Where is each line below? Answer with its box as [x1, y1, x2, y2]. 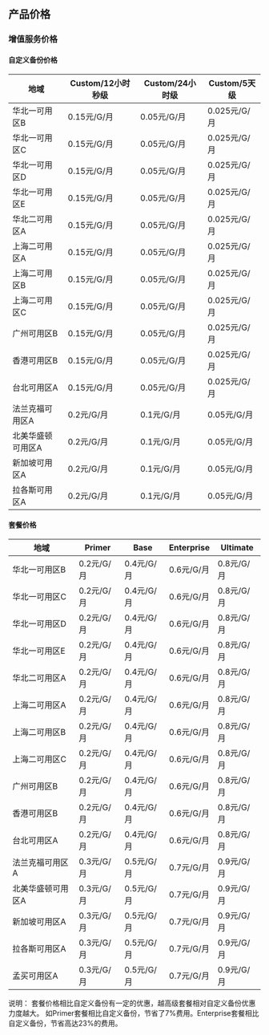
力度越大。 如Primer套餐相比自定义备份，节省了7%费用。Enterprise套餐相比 [8, 1008, 259, 1017]
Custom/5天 [208, 77, 256, 88]
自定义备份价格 [8, 55, 58, 64]
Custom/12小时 [70, 77, 130, 88]
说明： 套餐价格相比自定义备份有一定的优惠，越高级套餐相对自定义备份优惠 [8, 998, 256, 1008]
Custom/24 [143, 77, 188, 88]
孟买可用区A [12, 970, 58, 981]
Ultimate [220, 542, 254, 553]
